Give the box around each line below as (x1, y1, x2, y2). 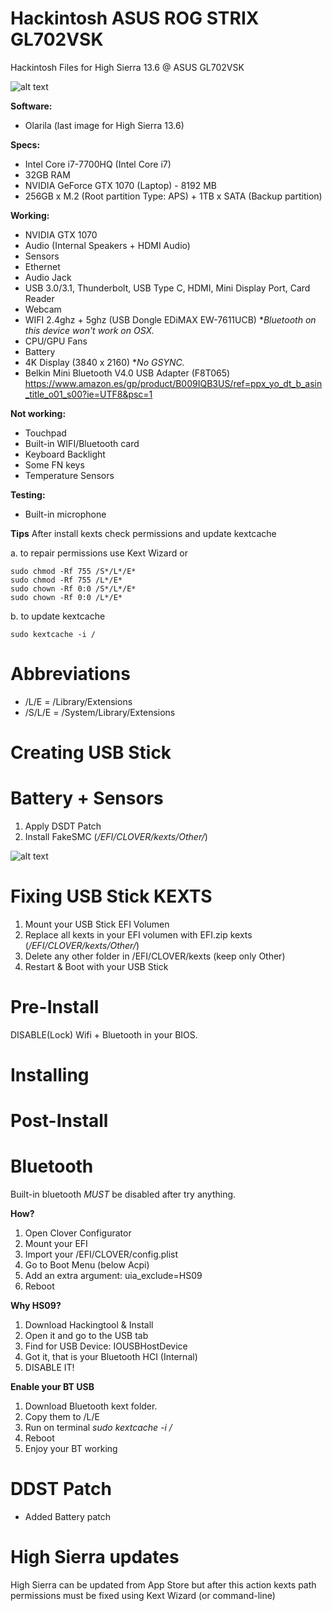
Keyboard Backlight (24, 448, 106, 460)
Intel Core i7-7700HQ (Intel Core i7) (24, 158, 172, 170)
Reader (24, 292, 55, 304)
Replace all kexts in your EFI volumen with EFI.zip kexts (24, 928, 253, 941)
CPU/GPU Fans (24, 335, 88, 347)
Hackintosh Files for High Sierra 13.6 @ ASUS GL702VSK (10, 61, 245, 73)
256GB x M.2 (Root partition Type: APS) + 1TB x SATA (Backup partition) (24, 190, 323, 202)
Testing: (10, 488, 46, 501)
